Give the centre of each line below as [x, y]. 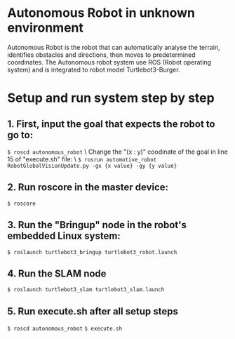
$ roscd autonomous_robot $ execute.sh [65, 329]
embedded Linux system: [64, 236]
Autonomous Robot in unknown [101, 13]
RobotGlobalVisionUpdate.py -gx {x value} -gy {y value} [92, 166]
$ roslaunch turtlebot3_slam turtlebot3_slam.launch [86, 290]
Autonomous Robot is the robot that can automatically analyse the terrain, [114, 47]
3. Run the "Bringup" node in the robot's [97, 225]
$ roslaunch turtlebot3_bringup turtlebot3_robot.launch [92, 252]
